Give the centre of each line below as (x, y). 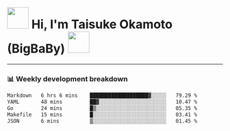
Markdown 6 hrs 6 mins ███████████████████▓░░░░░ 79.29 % (102, 96)
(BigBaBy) (36, 49)
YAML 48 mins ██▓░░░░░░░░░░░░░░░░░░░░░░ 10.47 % (102, 102)
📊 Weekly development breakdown (67, 78)
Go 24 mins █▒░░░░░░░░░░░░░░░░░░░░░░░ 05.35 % (102, 108)
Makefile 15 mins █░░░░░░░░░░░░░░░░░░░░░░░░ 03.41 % (102, 115)
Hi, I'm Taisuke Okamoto (102, 25)
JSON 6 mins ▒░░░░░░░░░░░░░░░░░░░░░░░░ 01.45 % (102, 121)
